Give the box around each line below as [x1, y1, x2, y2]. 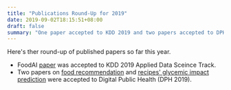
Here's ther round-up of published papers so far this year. [7, 48, 171, 56]
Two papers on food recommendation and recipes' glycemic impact [16, 68, 210, 76]
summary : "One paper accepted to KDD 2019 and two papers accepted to [7, 29, 214, 36]
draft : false [7, 22, 45, 29]
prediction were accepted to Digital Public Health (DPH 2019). [16, 76, 192, 84]
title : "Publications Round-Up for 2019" [7, 10, 128, 17]
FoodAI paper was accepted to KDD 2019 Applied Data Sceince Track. [16, 61, 217, 69]
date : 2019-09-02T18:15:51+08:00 [7, 16, 103, 23]
